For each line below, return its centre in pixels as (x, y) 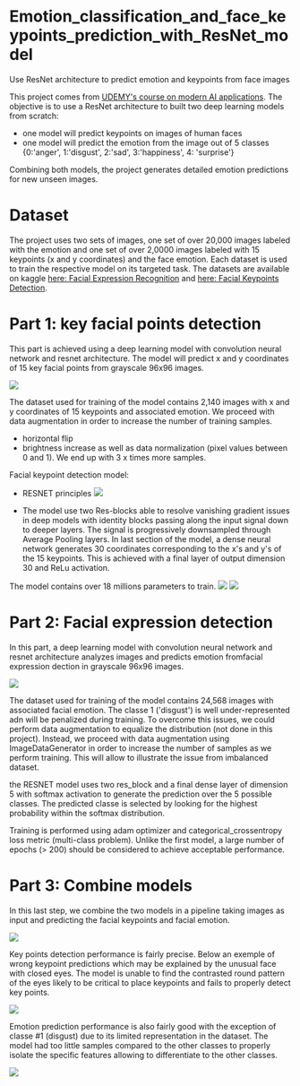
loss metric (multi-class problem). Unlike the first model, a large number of (147, 840)
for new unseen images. (54, 179)
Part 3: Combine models (101, 885)
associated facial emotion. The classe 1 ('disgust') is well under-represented (150, 710)
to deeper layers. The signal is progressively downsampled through (146, 530)
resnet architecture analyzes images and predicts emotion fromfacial (136, 657)
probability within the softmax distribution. (87, 813)
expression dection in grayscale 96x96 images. (97, 666)
